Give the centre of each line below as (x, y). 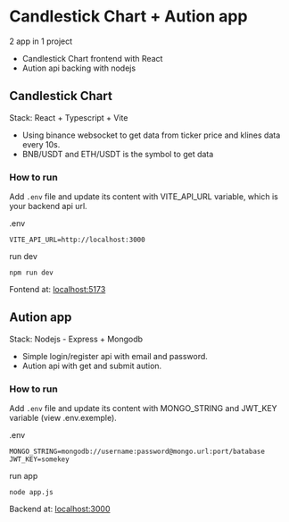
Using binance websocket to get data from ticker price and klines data (151, 135)
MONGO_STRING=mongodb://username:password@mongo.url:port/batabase (137, 452)
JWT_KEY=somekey (39, 459)
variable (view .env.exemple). (63, 418)
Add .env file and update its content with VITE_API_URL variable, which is (144, 197)
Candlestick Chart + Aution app (128, 17)
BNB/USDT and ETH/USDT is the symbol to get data (118, 154)
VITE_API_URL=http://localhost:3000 (77, 240)
